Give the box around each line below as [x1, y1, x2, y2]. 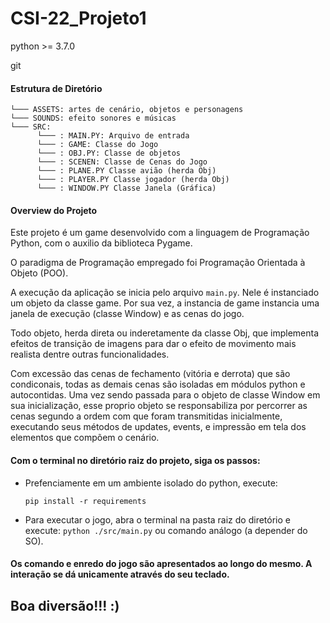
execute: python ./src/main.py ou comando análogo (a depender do [24, 524, 308, 536]
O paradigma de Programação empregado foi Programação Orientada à [10, 257, 306, 269]
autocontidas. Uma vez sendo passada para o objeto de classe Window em [10, 389, 321, 401]
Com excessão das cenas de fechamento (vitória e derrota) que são [10, 368, 291, 380]
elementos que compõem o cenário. [10, 432, 160, 444]
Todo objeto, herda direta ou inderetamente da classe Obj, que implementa [10, 327, 320, 339]
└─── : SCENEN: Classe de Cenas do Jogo [36, 157, 208, 167]
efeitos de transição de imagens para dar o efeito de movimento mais [10, 338, 297, 350]
